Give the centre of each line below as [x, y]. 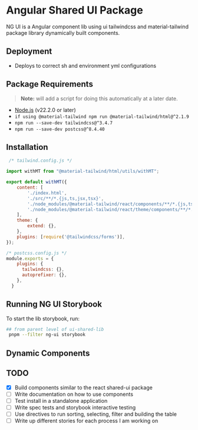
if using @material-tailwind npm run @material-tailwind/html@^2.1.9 [102, 116]
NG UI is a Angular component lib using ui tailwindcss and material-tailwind [97, 27]
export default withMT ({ [37, 182]
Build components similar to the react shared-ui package [84, 388]
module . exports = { [30, 258]
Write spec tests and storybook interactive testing [75, 407]
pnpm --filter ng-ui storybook [47, 335]
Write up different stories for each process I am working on [86, 421]
